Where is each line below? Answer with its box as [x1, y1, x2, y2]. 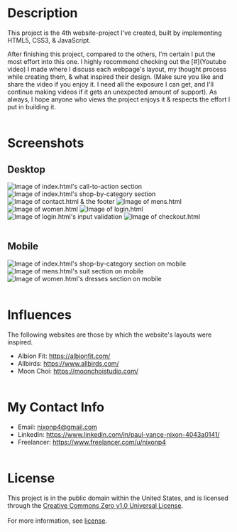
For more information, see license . [7, 516, 108, 525]
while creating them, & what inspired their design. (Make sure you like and [7, 72, 224, 81]
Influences [7, 307, 72, 322]
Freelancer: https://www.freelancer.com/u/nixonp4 [17, 438, 167, 446]
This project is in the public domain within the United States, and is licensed [7, 494, 228, 502]
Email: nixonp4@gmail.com [17, 423, 98, 431]
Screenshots [7, 135, 84, 151]
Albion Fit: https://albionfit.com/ [17, 352, 111, 360]
